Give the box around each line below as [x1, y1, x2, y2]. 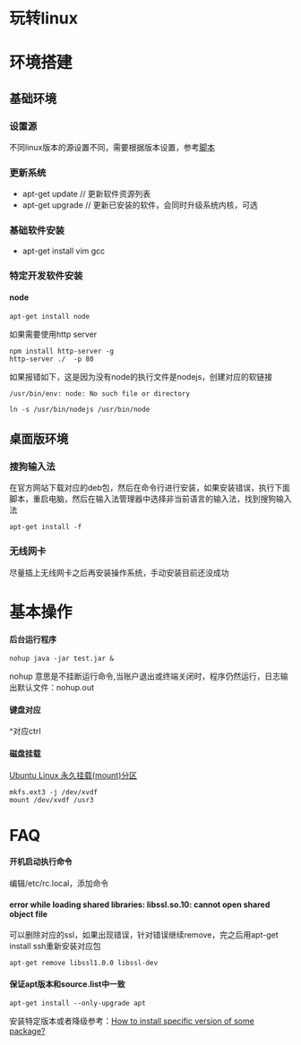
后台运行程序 [9, 633, 56, 645]
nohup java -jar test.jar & [9, 655, 115, 664]
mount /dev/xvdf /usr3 [9, 795, 94, 804]
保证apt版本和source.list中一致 [9, 978, 125, 989]
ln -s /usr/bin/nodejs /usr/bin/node [9, 405, 150, 414]
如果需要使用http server [9, 329, 98, 339]
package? [9, 1026, 47, 1037]
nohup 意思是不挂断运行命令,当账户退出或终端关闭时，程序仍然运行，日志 [9, 671, 280, 681]
